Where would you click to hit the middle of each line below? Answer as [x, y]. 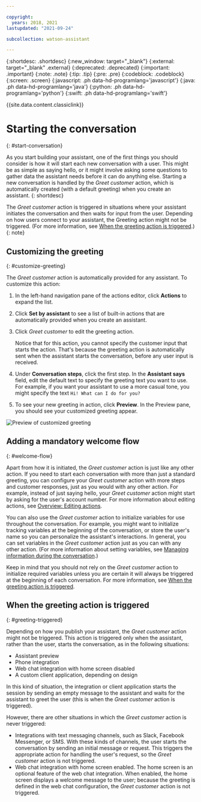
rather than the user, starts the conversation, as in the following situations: [98, 644]
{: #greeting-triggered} [34, 620]
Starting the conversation [71, 129]
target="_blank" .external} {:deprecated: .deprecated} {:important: [88, 68]
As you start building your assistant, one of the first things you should [92, 157]
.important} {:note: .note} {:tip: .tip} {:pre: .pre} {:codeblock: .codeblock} [95, 74]
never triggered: [26, 723]
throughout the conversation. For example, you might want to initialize [92, 524]
